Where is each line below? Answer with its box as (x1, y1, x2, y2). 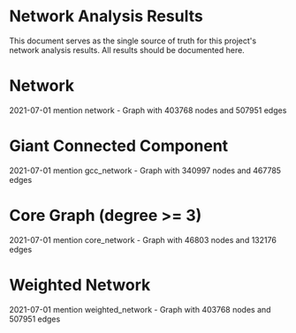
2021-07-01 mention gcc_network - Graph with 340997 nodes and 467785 (9, 165, 281, 176)
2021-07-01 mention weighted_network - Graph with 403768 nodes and (9, 304, 271, 314)
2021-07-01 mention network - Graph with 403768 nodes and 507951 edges (9, 104, 287, 116)
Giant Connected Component (9, 136, 229, 156)
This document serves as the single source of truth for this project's (9, 35, 257, 46)
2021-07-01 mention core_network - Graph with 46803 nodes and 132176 (9, 234, 277, 245)
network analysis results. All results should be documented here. (9, 44, 245, 55)
